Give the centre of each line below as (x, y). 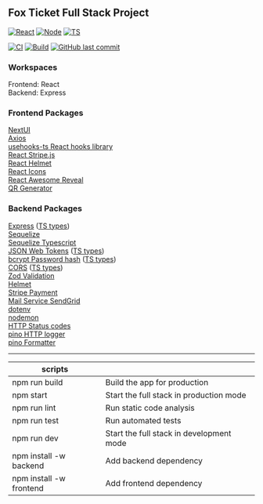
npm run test (35, 420)
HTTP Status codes (40, 325)
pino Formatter (32, 342)
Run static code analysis (150, 408)
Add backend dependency (154, 460)
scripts (55, 369)
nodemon (23, 317)
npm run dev (35, 438)
